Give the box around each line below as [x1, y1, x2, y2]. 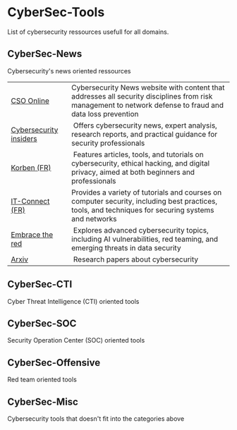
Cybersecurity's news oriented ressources [7, 66, 131, 75]
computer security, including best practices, [71, 196, 217, 206]
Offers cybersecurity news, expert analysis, [73, 121, 217, 130]
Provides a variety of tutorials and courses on [71, 188, 222, 197]
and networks [71, 214, 117, 223]
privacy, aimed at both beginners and [71, 167, 195, 177]
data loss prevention [71, 109, 139, 118]
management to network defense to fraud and [71, 100, 224, 110]
